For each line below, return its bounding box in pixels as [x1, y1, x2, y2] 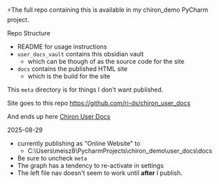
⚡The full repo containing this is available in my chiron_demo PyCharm [7, 6, 209, 14]
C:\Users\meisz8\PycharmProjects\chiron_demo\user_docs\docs [27, 147, 213, 155]
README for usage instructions [17, 42, 107, 51]
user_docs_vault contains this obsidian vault [17, 50, 144, 58]
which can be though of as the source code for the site [27, 58, 185, 65]
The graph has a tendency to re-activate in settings [17, 162, 164, 169]
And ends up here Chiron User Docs [7, 112, 111, 120]
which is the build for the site [27, 72, 111, 80]
